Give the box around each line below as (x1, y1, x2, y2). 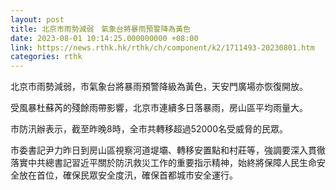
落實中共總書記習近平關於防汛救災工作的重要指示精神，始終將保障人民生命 (10, 157, 317, 169)
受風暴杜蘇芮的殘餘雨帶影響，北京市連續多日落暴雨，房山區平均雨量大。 (10, 102, 308, 114)
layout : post (10, 14, 65, 25)
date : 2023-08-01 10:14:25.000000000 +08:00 (10, 33, 199, 43)
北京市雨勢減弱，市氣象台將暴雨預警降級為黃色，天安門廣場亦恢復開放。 (10, 81, 308, 93)
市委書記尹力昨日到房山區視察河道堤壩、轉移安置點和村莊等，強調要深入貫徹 (10, 144, 326, 156)
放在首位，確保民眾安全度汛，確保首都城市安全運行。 (18, 169, 238, 181)
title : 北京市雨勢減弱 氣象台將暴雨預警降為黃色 (10, 24, 191, 34)
